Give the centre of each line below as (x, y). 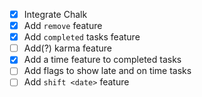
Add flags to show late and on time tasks (107, 71)
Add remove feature (63, 26)
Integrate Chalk (55, 14)
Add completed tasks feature (82, 37)
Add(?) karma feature (67, 48)
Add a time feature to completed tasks (102, 60)
